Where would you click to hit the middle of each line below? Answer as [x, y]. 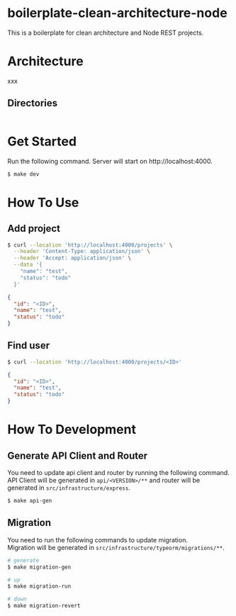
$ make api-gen [30, 501]
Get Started [42, 141]
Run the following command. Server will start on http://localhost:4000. [110, 161]
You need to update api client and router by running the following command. [119, 473]
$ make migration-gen [39, 567]
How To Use [43, 202]
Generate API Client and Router [78, 455]
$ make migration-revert [44, 606]
